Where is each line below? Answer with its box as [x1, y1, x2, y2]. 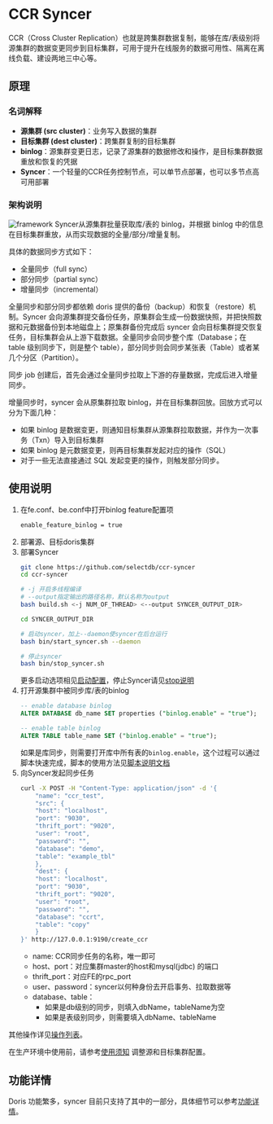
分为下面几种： [8, 407, 58, 417]
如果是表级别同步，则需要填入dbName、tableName [44, 1012, 217, 1022]
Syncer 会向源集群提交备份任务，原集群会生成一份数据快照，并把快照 [22, 311, 255, 322]
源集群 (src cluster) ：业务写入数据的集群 [19, 125, 158, 135]
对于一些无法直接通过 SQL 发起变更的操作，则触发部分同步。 [19, 455, 224, 465]
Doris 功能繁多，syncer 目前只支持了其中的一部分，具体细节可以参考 [8, 1096, 238, 1106]
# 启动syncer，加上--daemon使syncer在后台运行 [19, 630, 168, 638]
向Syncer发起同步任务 [19, 767, 95, 778]
